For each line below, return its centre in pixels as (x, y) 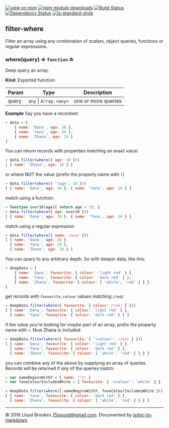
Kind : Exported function (30, 80)
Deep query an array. (27, 70)
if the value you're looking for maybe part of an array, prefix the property (81, 325)
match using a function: (30, 198)
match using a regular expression (40, 226)
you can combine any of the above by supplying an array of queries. (76, 363)
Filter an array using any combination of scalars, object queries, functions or (84, 41)
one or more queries (98, 101)
